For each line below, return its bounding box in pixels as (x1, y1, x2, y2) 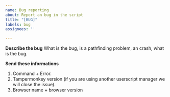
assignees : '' (5, 27, 36, 32)
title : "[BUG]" (5, 17, 38, 22)
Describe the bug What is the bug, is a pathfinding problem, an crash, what (5, 45, 164, 51)
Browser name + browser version (12, 87, 83, 93)
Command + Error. (12, 70, 52, 77)
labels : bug (5, 22, 31, 27)
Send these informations (5, 61, 59, 67)
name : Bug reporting (5, 7, 50, 13)
